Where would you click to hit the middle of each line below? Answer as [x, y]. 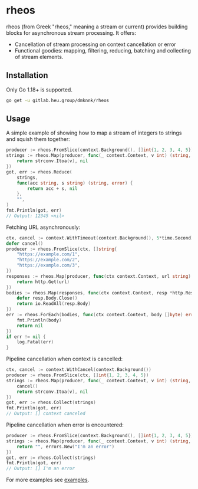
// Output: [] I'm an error [41, 469]
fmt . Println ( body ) [39, 320]
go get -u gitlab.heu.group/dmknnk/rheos [58, 100]
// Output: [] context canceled [46, 413]
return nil [30, 326]
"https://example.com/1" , [49, 254]
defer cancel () [25, 243]
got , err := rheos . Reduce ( [39, 172]
